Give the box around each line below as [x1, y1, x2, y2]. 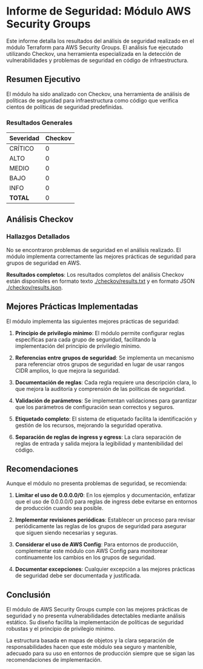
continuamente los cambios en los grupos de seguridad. [15, 554, 156, 561]
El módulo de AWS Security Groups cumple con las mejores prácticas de [6, 606, 188, 613]
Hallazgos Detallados [6, 233, 70, 241]
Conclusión [6, 589, 51, 600]
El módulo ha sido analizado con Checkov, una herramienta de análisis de [6, 90, 190, 98]
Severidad [9, 134, 39, 143]
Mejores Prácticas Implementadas [6, 302, 138, 312]
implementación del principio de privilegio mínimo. [15, 342, 141, 350]
